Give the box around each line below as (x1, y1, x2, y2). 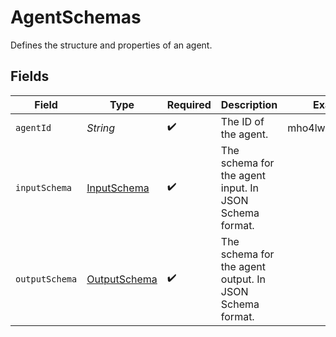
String (86, 121, 116, 135)
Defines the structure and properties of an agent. (10, 39, 213, 51)
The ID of (220, 114, 265, 128)
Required (166, 97, 212, 111)
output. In (220, 272, 266, 286)
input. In (220, 181, 259, 195)
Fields (10, 68, 50, 85)
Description (220, 97, 278, 111)
